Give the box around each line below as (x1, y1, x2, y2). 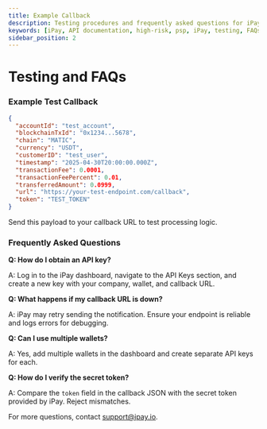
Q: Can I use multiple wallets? (8, 334, 109, 343)
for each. (8, 357, 38, 367)
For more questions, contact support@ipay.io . (8, 412, 158, 422)
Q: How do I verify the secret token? (8, 373, 130, 382)
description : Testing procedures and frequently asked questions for (8, 19, 244, 27)
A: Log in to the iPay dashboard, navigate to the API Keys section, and (8, 271, 237, 280)
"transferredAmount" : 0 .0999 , (15, 180, 115, 189)
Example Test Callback (8, 96, 99, 107)
